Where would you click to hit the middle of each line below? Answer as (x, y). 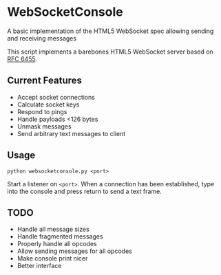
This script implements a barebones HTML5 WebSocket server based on (110, 52)
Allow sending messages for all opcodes (74, 251)
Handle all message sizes (53, 229)
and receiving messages (42, 38)
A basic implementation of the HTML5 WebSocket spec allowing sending (110, 31)
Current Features (45, 81)
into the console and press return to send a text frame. (84, 191)
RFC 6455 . (22, 58)
